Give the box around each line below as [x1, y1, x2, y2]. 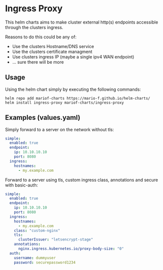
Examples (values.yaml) [5, 113, 81, 122]
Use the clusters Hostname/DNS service [12, 43, 94, 49]
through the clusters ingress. [5, 24, 63, 30]
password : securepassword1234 [14, 260, 76, 265]
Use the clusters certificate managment [12, 49, 92, 54]
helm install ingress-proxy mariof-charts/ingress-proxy [5, 100, 124, 105]
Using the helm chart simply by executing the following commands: [5, 86, 141, 92]
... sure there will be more [12, 59, 64, 65]
